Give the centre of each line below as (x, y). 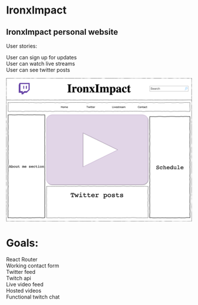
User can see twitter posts (38, 70)
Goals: (22, 243)
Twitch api (19, 278)
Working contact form (33, 266)
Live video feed (25, 284)
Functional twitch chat (33, 297)
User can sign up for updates (42, 57)
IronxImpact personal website (62, 32)
